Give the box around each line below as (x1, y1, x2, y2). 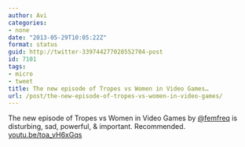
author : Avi (8, 11, 47, 20)
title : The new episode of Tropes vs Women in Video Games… (8, 84, 210, 93)
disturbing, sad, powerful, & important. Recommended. (8, 122, 186, 131)
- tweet (8, 77, 34, 85)
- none (8, 26, 30, 34)
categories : (8, 19, 47, 27)
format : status (8, 41, 58, 49)
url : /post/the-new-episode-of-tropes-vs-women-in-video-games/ (8, 92, 223, 100)
